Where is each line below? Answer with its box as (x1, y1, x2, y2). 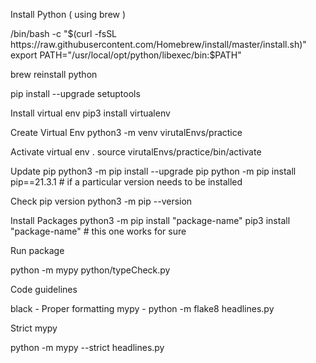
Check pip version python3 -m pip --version (10, 195, 193, 207)
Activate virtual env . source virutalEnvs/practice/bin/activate (10, 146, 262, 158)
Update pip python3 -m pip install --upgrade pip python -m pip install (10, 165, 297, 177)
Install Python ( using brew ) (10, 9, 127, 20)
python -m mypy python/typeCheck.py (10, 264, 171, 276)
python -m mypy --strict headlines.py (10, 342, 165, 353)
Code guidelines (10, 284, 78, 295)
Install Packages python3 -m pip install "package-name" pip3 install (10, 215, 291, 226)
